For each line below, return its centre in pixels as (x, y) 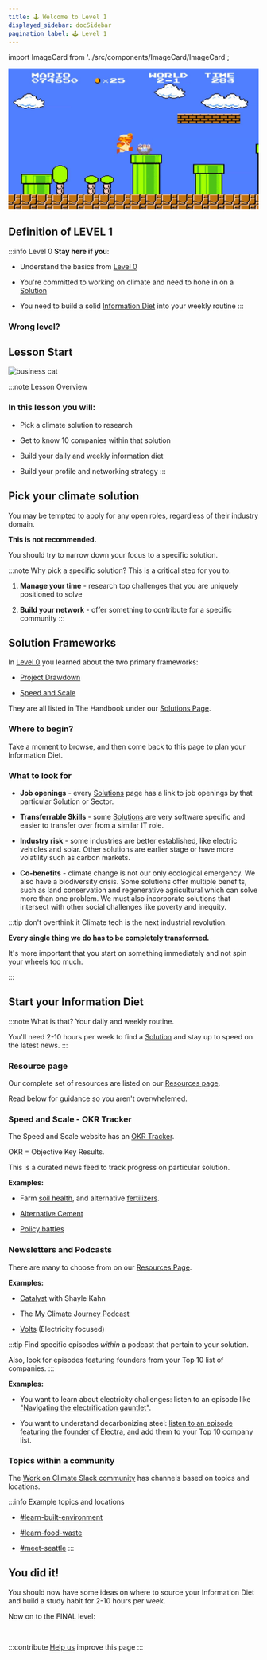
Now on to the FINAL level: (52, 1616)
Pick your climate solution (74, 497)
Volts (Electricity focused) (62, 1329)
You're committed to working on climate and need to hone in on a (127, 282)
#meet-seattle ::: (47, 1548)
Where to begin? (41, 729)
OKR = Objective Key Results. (56, 1152)
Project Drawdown (50, 678)
